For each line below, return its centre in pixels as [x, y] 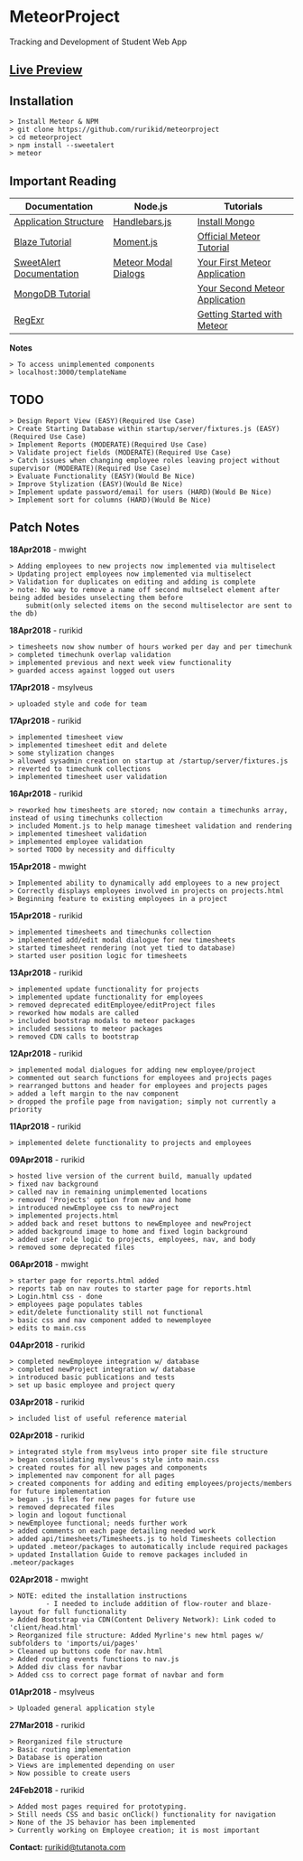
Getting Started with [239, 314]
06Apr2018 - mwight [49, 1264]
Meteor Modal [143, 262]
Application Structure [59, 221]
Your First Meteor [234, 262]
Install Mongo [226, 221]
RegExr [29, 320]
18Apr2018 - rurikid [46, 630]
